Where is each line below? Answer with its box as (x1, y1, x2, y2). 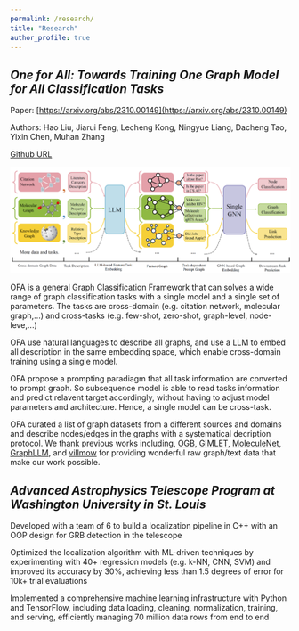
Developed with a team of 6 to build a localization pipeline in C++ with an (10, 520, 279, 531)
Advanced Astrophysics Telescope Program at (10, 482, 275, 498)
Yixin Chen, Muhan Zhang (10, 132, 105, 143)
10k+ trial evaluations (10, 576, 88, 586)
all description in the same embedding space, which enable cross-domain (10, 347, 281, 357)
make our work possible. (10, 457, 101, 468)
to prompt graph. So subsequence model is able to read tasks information (10, 383, 280, 394)
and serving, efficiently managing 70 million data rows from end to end (10, 611, 270, 623)
